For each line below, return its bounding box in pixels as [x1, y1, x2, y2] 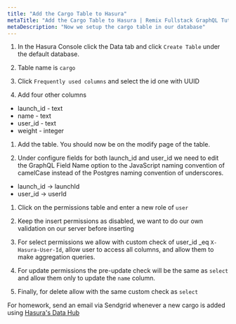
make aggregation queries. [17, 253, 96, 262]
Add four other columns [17, 90, 86, 99]
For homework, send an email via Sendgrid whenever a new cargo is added [7, 301, 226, 309]
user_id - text [17, 119, 56, 128]
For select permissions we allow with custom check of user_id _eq [17, 238, 209, 246]
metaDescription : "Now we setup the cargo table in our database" [7, 23, 206, 30]
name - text [17, 112, 51, 120]
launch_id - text [17, 104, 63, 113]
